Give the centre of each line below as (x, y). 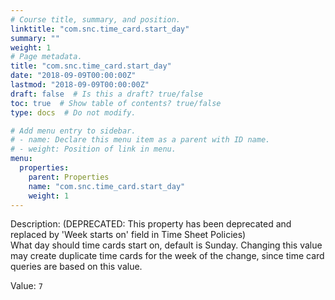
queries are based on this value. (76, 267)
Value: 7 (26, 286)
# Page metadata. (46, 57)
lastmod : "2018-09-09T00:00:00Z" (80, 85)
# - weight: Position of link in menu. (93, 149)
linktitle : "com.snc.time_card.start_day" (100, 29)
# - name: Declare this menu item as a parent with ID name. (140, 140)
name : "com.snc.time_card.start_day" (107, 186)
